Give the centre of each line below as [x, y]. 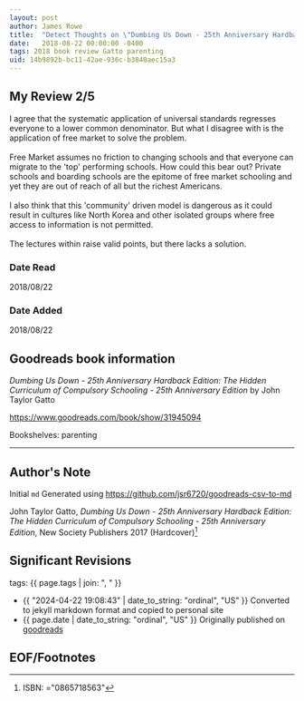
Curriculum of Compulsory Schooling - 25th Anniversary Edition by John [145, 390]
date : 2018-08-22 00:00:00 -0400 [76, 43]
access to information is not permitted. [81, 224]
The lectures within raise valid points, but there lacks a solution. [128, 243]
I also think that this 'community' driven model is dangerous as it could [141, 205]
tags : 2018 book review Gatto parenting [87, 52]
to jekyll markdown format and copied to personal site [123, 609]
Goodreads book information [92, 359]
